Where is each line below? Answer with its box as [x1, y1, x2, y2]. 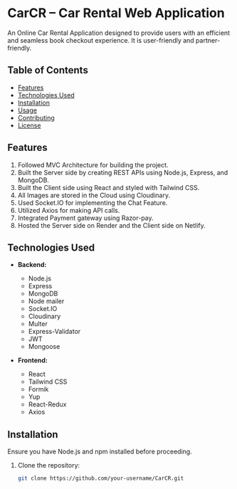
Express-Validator [28, 327, 81, 336]
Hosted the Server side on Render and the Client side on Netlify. [17, 221, 206, 229]
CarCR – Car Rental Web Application [7, 5, 226, 21]
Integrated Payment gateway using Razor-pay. [17, 214, 154, 222]
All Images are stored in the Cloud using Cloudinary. [17, 191, 171, 199]
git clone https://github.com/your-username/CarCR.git [17, 475, 184, 482]
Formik [28, 385, 49, 394]
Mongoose [28, 342, 60, 351]
